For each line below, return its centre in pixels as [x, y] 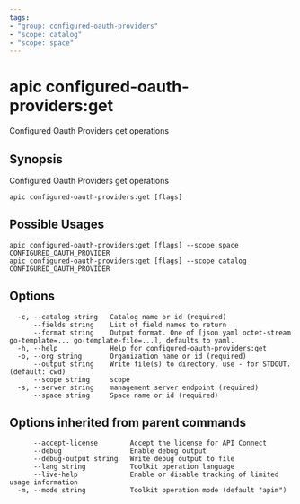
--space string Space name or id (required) [126, 395]
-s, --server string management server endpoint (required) [138, 387]
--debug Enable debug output [119, 451]
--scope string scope [81, 379]
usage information [44, 482]
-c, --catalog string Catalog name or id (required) [122, 317]
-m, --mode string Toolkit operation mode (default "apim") [152, 491]
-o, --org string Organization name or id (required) [132, 356]
